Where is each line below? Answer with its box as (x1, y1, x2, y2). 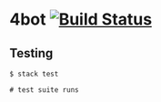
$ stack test (9, 69, 59, 78)
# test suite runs (9, 86, 79, 95)
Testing (9, 46, 54, 61)
